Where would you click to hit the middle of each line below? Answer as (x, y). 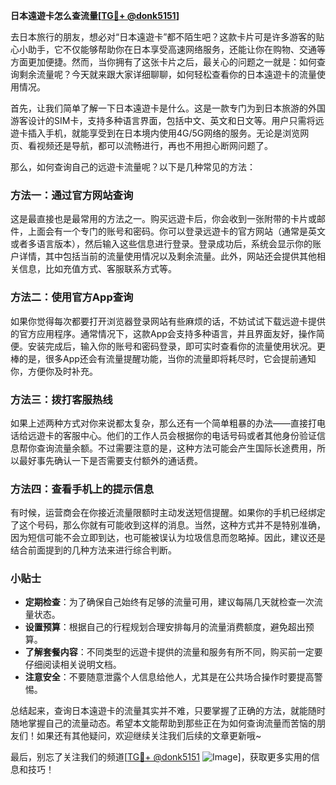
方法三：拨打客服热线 (61, 399)
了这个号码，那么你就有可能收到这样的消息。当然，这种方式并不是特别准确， (168, 525)
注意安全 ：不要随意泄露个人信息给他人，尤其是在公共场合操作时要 (160, 677)
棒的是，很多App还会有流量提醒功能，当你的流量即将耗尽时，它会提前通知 (163, 358)
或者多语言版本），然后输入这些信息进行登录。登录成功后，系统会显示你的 (161, 244)
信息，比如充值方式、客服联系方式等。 (97, 269)
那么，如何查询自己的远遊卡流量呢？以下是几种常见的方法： (133, 167)
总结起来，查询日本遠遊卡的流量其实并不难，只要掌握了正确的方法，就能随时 (168, 711)
